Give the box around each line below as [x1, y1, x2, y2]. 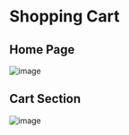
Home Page [9, 42, 75, 57]
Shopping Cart [9, 6, 120, 27]
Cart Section [9, 91, 82, 106]
